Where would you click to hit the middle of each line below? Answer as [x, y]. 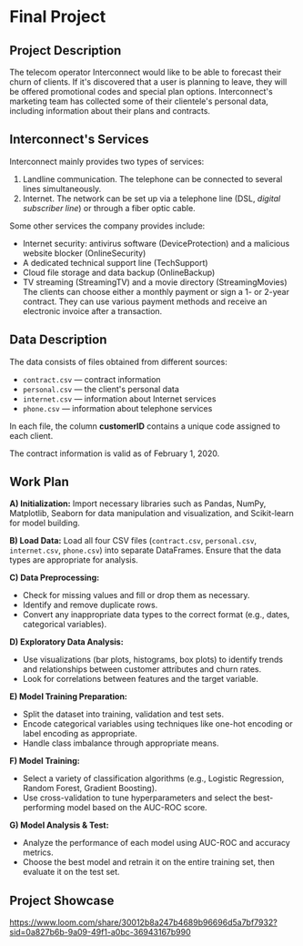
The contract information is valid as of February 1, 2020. [115, 453]
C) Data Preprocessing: [55, 578]
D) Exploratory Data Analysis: [67, 642]
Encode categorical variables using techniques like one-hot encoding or [157, 724]
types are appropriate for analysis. [74, 560]
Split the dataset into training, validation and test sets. [123, 714]
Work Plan [40, 482]
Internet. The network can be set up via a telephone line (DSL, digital [151, 198]
